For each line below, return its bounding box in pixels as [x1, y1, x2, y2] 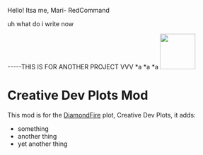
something [17, 124, 50, 133]
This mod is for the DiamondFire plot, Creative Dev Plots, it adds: [7, 110, 196, 119]
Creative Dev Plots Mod [7, 88, 149, 103]
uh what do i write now [7, 20, 74, 28]
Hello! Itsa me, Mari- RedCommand [7, 6, 110, 14]
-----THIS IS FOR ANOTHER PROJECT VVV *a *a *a [7, 63, 159, 71]
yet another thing [17, 139, 68, 148]
